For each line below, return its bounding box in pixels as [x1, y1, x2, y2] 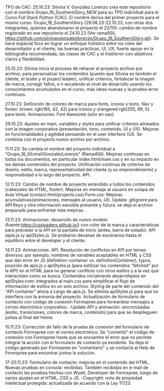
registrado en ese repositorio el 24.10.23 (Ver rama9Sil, [5, 30, 116, 36]
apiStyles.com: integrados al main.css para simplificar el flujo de [5, 278, 135, 284]
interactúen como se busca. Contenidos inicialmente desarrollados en [5, 273, 146, 279]
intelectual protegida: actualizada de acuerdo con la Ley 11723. [5, 380, 132, 386]
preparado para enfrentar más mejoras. [5, 207, 85, 213]
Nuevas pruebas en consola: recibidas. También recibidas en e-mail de [5, 365, 148, 370]
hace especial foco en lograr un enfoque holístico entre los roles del [5, 41, 142, 46]
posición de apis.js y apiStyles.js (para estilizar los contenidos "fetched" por [5, 262, 159, 268]
